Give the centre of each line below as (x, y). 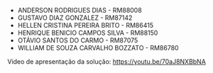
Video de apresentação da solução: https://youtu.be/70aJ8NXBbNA (106, 62)
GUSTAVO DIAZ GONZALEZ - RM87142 (75, 18)
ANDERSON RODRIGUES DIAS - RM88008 (80, 10)
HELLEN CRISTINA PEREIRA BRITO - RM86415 (86, 25)
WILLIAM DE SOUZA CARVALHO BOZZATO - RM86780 (98, 48)
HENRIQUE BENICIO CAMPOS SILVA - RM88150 (88, 33)
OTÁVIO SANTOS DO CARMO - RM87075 (78, 40)
